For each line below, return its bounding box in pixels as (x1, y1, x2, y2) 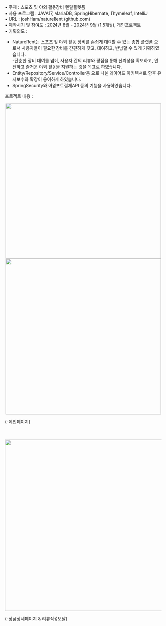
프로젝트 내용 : (5, 93, 33, 99)
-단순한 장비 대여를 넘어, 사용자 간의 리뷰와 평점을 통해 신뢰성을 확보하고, (12, 58, 153, 63)
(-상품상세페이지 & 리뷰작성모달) (5, 616, 68, 621)
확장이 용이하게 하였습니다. (29, 76, 82, 82)
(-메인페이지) (5, 419, 31, 424)
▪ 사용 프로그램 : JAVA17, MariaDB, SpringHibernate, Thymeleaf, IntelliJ (5, 10, 148, 16)
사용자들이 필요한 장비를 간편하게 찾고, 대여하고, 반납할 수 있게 (21, 45, 142, 51)
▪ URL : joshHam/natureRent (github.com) (5, 16, 91, 22)
